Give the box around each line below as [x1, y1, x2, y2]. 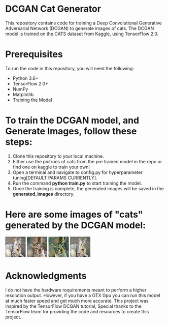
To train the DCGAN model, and [5, 115, 140, 126]
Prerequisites [5, 49, 63, 60]
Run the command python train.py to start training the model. [12, 180, 142, 186]
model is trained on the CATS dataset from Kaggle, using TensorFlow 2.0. [5, 31, 159, 37]
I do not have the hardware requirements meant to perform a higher [5, 287, 147, 293]
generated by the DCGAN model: [5, 220, 146, 231]
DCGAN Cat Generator [5, 3, 102, 15]
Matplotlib [12, 91, 34, 97]
